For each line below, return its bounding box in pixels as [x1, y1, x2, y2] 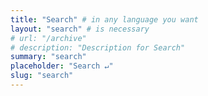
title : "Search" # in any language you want [10, 14, 199, 25]
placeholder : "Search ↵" [10, 61, 114, 71]
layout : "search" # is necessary [10, 24, 150, 34]
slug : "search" [10, 71, 74, 81]
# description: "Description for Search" [10, 42, 186, 53]
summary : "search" [10, 52, 87, 62]
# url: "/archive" [10, 33, 87, 43]
